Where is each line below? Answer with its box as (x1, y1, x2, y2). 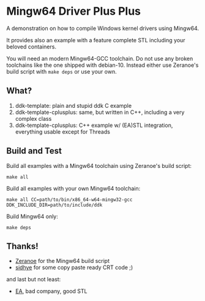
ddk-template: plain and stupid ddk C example (15, 102, 132, 109)
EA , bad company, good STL (15, 288, 88, 295)
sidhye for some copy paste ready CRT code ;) (15, 264, 133, 271)
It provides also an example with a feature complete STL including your (6, 36, 185, 44)
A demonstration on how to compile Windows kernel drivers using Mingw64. (6, 25, 199, 32)
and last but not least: (6, 276, 61, 283)
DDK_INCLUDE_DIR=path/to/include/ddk (6, 202, 103, 208)
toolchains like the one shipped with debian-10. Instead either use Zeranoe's (6, 61, 199, 69)
